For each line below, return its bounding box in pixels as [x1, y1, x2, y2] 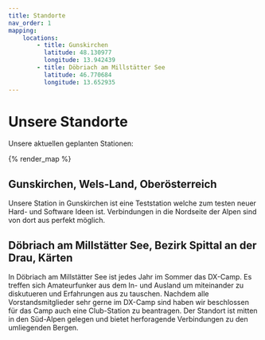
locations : [22, 33, 59, 42]
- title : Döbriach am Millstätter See [37, 64, 166, 72]
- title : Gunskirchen [37, 41, 109, 49]
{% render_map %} [8, 154, 72, 164]
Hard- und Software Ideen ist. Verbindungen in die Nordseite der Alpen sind [8, 207, 257, 217]
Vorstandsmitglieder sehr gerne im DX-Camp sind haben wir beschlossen [8, 298, 249, 307]
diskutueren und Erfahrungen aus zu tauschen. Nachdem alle [8, 289, 209, 299]
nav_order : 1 [8, 19, 52, 27]
